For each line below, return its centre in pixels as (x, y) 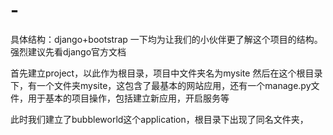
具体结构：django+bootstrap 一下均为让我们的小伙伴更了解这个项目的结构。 (166, 39)
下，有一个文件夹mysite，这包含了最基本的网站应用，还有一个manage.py (161, 85)
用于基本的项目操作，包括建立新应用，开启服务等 (128, 98)
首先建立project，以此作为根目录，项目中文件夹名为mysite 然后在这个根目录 (166, 73)
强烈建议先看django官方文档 (68, 51)
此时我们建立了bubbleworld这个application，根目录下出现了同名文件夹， (159, 119)
